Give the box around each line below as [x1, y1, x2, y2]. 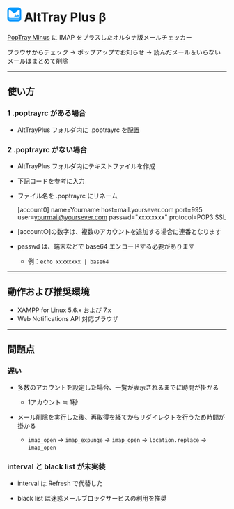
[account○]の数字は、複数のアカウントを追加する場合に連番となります [17, 227, 221, 235]
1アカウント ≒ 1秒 [27, 398, 79, 406]
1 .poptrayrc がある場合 [7, 108, 86, 118]
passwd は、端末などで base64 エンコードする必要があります [17, 242, 195, 251]
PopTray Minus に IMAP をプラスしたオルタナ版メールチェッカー [7, 33, 193, 41]
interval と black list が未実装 [7, 462, 106, 471]
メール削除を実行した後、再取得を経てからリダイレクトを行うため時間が [17, 413, 225, 422]
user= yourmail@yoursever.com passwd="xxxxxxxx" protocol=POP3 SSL [17, 213, 226, 221]
